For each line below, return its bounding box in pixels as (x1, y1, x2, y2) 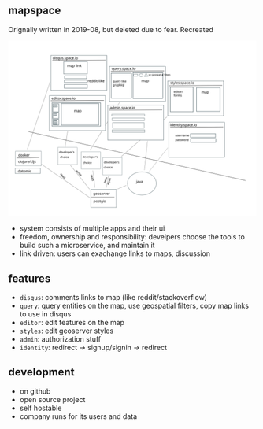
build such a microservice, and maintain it (19, 241, 155, 250)
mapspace (8, 4, 61, 17)
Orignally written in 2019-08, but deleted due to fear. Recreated (8, 24, 214, 34)
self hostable (19, 403, 62, 412)
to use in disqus (19, 309, 72, 319)
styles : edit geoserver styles (19, 326, 114, 335)
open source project (19, 394, 86, 404)
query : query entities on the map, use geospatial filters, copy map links (19, 301, 250, 310)
